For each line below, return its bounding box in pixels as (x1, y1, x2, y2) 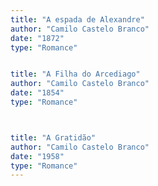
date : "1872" (10, 33, 65, 43)
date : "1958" (10, 151, 65, 161)
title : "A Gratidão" (10, 132, 97, 143)
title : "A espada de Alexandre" (10, 14, 145, 25)
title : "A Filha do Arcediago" (10, 69, 141, 80)
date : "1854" (10, 88, 65, 98)
